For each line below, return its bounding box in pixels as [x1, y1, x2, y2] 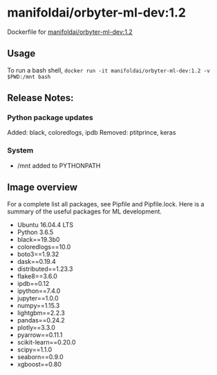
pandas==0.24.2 [17, 316, 65, 324]
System [7, 146, 34, 155]
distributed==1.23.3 [17, 265, 73, 273]
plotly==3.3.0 [17, 323, 55, 331]
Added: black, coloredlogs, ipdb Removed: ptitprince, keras [7, 128, 176, 137]
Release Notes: [7, 92, 74, 104]
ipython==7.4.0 [17, 287, 61, 295]
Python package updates [7, 113, 93, 122]
